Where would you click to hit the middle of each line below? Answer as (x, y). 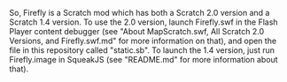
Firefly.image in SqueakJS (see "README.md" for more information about (143, 60)
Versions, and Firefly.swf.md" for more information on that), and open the (143, 41)
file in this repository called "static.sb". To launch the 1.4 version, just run (142, 50)
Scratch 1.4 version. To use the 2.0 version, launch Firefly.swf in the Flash (143, 22)
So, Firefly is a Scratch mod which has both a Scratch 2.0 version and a (140, 13)
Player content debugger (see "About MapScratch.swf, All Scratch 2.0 (137, 31)
